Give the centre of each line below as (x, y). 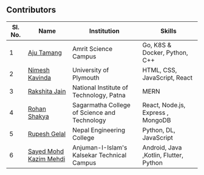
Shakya (39, 116)
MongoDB (157, 120)
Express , (155, 112)
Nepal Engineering (99, 130)
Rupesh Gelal (46, 134)
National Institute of (100, 87)
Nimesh (39, 70)
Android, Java (162, 147)
